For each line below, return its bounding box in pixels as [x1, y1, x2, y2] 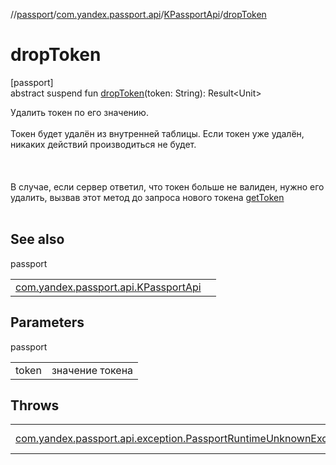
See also [10, 231, 65, 248]
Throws [10, 397, 60, 414]
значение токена [51, 363, 134, 377]
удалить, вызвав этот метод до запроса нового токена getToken [10, 191, 285, 203]
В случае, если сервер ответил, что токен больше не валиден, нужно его [10, 180, 325, 193]
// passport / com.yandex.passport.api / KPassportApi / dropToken [10, 9, 267, 20]
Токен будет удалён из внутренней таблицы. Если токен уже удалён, [10, 127, 305, 139]
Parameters [10, 314, 85, 331]
